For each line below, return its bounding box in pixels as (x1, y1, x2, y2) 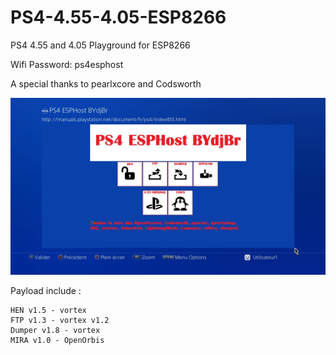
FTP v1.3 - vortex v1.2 (10, 316, 110, 326)
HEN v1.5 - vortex (10, 306, 87, 316)
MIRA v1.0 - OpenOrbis (10, 336, 105, 346)
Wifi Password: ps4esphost (10, 58, 124, 70)
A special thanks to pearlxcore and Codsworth (10, 77, 202, 90)
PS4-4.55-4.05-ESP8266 (10, 6, 227, 29)
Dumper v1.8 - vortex (10, 326, 101, 336)
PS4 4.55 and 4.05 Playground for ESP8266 (10, 39, 191, 51)
